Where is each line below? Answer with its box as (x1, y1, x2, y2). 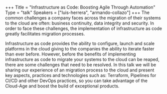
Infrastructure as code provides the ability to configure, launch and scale (5, 40, 155, 46)
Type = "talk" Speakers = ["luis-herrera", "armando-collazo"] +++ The (5, 9, 150, 15)
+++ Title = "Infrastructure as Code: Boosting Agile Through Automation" (5, 4, 156, 10)
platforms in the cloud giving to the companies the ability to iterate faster (5, 46, 155, 51)
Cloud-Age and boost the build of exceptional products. (5, 83, 120, 89)
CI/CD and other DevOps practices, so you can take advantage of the (5, 77, 148, 83)
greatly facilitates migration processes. (5, 31, 85, 36)
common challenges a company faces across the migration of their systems (5, 15, 161, 20)
